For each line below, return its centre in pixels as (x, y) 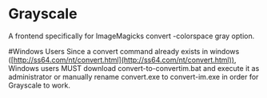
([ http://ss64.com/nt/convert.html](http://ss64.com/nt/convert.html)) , (122, 60)
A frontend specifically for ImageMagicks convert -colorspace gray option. (132, 36)
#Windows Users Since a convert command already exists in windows (124, 51)
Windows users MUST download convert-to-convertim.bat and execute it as (134, 68)
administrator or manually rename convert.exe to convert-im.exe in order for (133, 76)
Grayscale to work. (39, 85)
